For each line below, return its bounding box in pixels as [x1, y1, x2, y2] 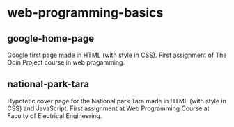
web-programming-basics [7, 5, 164, 21]
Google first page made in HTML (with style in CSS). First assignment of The [7, 51, 227, 59]
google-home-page [7, 33, 95, 44]
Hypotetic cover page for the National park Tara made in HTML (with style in [7, 96, 226, 105]
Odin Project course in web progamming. [7, 58, 125, 67]
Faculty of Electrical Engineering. [7, 111, 102, 119]
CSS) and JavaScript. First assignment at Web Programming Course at [7, 104, 210, 112]
